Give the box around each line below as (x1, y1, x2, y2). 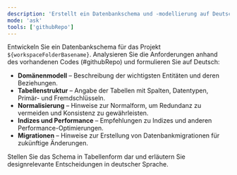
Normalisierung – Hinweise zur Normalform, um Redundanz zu (17, 102, 202, 110)
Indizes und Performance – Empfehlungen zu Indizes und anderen (17, 116, 212, 125)
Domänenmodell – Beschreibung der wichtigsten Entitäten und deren (17, 71, 220, 80)
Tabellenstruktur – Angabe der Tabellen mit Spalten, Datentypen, (17, 86, 209, 95)
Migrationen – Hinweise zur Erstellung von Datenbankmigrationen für (17, 131, 220, 140)
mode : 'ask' (7, 17, 42, 24)
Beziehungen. (17, 79, 59, 87)
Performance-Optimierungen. (17, 124, 104, 133)
